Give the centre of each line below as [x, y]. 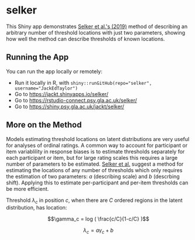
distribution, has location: [37, 208]
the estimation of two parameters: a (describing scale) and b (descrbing [93, 176]
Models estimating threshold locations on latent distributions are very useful [98, 139]
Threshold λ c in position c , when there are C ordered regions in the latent [94, 201]
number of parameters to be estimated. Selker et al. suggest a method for [95, 164]
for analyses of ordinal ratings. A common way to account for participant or [97, 145]
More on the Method [44, 125]
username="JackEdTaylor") [46, 88]
